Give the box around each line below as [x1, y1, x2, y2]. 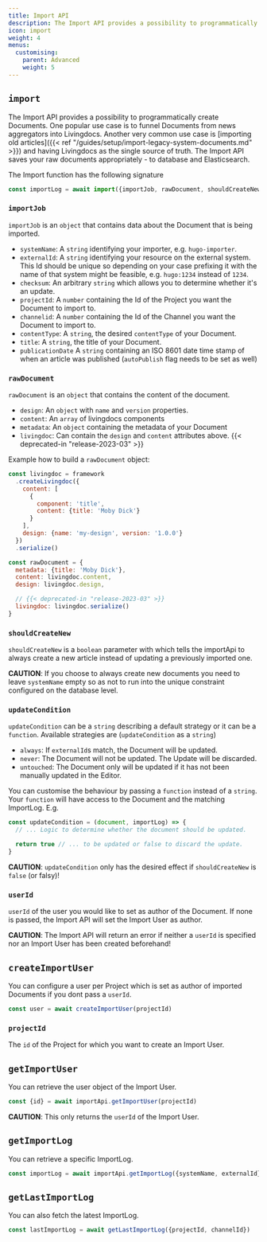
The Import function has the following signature [8, 170, 164, 179]
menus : [8, 41, 30, 49]
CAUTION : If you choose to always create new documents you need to [8, 669, 241, 678]
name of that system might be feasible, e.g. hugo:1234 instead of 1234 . [19, 269, 249, 279]
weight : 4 [8, 33, 41, 42]
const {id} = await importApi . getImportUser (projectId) [8, 1097, 197, 1105]
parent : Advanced [22, 57, 80, 64]
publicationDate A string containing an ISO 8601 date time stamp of [19, 346, 245, 355]
